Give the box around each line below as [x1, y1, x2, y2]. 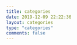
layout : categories [6, 19, 54, 25]
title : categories [6, 8, 51, 15]
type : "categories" [6, 25, 54, 31]
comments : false [6, 30, 45, 36]
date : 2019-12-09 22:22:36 [6, 14, 72, 20]
